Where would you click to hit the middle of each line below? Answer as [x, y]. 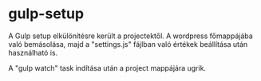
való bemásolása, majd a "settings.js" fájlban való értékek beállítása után [128, 44]
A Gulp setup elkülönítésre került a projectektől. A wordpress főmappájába [130, 36]
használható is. [33, 52]
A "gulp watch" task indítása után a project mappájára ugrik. [107, 67]
